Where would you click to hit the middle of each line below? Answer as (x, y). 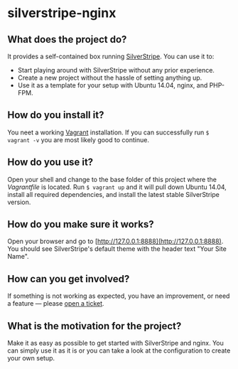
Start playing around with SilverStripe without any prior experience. (116, 70)
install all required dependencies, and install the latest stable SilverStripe (114, 194)
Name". (18, 257)
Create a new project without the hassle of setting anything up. (110, 77)
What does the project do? (67, 39)
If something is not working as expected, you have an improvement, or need (119, 296)
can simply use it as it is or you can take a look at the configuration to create (119, 351)
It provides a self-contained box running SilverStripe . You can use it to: (111, 56)
